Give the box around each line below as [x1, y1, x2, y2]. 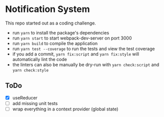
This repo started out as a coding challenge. [5, 20, 96, 26]
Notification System [5, 3, 90, 15]
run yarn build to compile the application [12, 40, 98, 46]
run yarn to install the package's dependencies [12, 29, 109, 35]
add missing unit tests [12, 100, 58, 106]
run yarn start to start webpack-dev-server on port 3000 [12, 35, 132, 41]
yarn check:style [12, 67, 49, 73]
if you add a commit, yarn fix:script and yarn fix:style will [12, 51, 139, 57]
